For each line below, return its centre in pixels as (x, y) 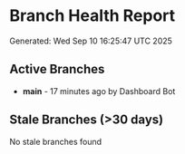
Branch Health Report (92, 16)
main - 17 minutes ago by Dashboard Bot (99, 91)
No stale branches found (56, 141)
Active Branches (57, 69)
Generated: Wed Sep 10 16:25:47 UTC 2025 (91, 41)
